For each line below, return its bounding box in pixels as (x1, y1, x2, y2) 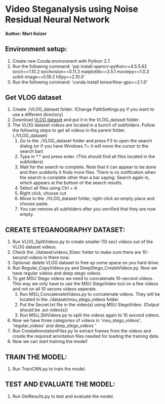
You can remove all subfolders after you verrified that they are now (19, 206, 156, 212)
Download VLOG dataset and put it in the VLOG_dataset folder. (12, 117, 140, 123)
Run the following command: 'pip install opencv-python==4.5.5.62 (12, 63, 147, 69)
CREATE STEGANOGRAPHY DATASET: (5, 226, 125, 234)
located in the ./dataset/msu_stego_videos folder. (19, 296, 120, 302)
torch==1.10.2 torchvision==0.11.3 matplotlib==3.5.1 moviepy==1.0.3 (12, 68, 149, 75)
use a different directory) (12, 112, 63, 118)
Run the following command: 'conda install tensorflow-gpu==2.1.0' (12, 79, 148, 85)
